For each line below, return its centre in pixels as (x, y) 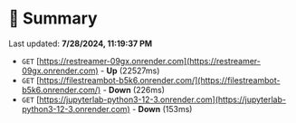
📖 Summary (53, 19)
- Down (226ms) (134, 90)
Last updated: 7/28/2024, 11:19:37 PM (81, 43)
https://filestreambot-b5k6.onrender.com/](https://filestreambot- (160, 80)
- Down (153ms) (162, 109)
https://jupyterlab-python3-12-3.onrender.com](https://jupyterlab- (163, 99)
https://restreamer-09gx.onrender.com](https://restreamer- (150, 61)
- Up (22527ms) (130, 71)
